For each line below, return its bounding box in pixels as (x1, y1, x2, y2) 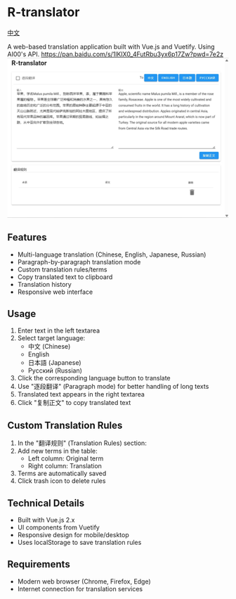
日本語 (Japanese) (27, 359, 82, 367)
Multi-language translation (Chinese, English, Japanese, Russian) (17, 250, 206, 259)
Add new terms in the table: (17, 447, 98, 456)
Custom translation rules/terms (17, 265, 107, 273)
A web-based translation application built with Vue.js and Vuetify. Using (7, 42, 216, 51)
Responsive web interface (17, 288, 93, 296)
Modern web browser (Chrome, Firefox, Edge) (17, 577, 151, 586)
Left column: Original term (27, 454, 104, 463)
